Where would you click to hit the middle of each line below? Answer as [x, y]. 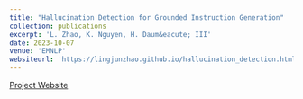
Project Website [39, 85]
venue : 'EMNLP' [38, 51]
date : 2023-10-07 [42, 43]
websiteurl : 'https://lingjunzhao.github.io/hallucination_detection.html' [155, 59]
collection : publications [58, 26]
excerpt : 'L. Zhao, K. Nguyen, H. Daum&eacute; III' [110, 34]
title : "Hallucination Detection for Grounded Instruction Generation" [147, 18]
